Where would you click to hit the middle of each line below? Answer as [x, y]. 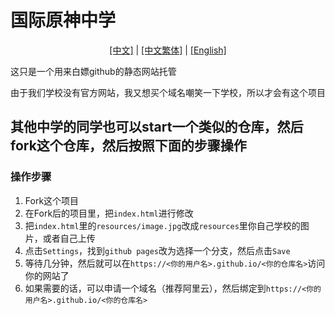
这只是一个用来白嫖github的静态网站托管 [93, 71]
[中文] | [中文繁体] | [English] [168, 50]
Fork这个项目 [52, 200]
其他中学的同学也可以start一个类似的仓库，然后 [157, 127]
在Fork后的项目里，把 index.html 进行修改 [109, 213]
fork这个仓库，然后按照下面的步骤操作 [128, 146]
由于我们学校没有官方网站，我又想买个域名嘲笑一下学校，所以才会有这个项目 [168, 92]
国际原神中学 [63, 20]
